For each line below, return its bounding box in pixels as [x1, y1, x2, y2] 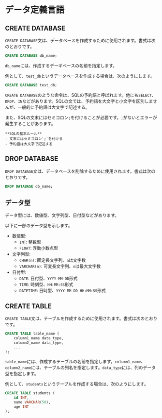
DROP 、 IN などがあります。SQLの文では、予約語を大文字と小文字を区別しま [5, 98, 153, 104]
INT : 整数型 [19, 239, 42, 245]
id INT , [14, 395, 29, 401]
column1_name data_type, [14, 335, 64, 340]
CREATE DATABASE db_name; [5, 53, 57, 58]
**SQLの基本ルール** [5, 131, 42, 136]
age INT [14, 404, 29, 409]
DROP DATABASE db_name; [5, 184, 53, 189]
